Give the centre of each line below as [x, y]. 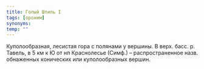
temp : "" [17, 29]
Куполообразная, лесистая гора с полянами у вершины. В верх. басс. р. [101, 46]
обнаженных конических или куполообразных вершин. [79, 59]
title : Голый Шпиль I [34, 12]
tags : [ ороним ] [26, 18]
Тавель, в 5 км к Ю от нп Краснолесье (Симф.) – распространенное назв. [102, 53]
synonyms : [19, 23]
